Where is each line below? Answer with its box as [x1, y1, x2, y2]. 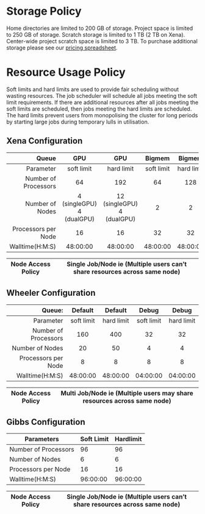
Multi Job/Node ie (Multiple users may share [60, 389, 193, 397]
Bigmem [145, 154, 170, 163]
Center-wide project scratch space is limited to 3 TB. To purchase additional [6, 37, 198, 45]
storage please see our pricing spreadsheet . [6, 44, 118, 51]
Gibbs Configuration [6, 417, 85, 427]
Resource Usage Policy [6, 65, 126, 79]
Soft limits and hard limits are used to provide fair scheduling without [6, 86, 179, 93]
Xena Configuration [6, 136, 83, 146]
